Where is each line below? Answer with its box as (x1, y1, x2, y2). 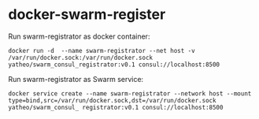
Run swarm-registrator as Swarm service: (8, 74, 144, 84)
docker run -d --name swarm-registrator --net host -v (8, 46, 195, 54)
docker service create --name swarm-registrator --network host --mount (8, 89, 252, 98)
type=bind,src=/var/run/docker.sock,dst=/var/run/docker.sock (8, 96, 216, 104)
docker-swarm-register (8, 6, 166, 24)
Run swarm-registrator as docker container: (8, 32, 150, 41)
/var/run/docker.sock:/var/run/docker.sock (8, 54, 154, 61)
